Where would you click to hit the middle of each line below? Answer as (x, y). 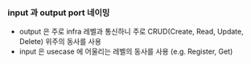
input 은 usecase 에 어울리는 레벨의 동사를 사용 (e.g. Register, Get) (126, 52)
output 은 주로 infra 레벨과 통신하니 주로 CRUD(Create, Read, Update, (132, 32)
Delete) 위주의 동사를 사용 (60, 42)
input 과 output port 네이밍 (59, 12)
